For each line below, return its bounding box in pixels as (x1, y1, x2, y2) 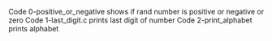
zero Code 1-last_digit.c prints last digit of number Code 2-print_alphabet (8, 15, 253, 25)
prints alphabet (8, 24, 59, 33)
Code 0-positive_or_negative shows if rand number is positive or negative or (8, 7, 265, 16)
